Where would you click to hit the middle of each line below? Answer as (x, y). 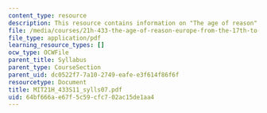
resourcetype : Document (48, 82)
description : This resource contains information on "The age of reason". (135, 23)
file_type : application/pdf (55, 38)
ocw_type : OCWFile (39, 53)
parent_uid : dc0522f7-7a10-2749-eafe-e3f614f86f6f (94, 75)
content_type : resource (48, 16)
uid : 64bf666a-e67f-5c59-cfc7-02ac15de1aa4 (81, 97)
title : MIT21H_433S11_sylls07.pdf (66, 90)
